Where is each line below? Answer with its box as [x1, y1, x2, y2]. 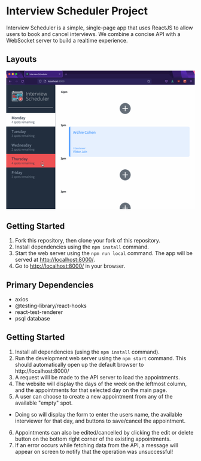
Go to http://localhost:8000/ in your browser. [14, 262, 126, 270]
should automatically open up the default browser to [14, 361, 144, 368]
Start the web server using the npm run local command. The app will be [14, 250, 193, 257]
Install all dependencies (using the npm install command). [14, 348, 160, 355]
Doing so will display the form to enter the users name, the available [14, 411, 182, 418]
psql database [14, 315, 50, 322]
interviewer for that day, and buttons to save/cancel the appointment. [14, 417, 186, 424]
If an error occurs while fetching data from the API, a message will [14, 441, 178, 448]
